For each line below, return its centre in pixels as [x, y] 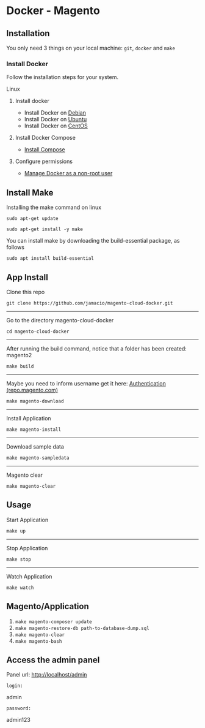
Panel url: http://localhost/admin [47, 675]
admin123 [18, 720]
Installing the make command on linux [54, 207]
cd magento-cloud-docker [38, 332]
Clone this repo [26, 292]
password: [19, 708]
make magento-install [34, 430]
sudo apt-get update [33, 219]
